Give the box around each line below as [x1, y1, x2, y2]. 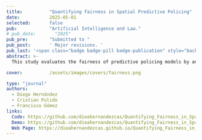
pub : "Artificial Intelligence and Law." [6, 25, 141, 32]
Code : [11, 114, 26, 120]
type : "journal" [6, 80, 47, 87]
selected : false [6, 20, 63, 26]
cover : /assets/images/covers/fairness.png [6, 69, 141, 75]
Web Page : [11, 125, 36, 131]
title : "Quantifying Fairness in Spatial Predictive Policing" [6, 8, 192, 15]
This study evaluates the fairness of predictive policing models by [11, 59, 189, 65]
